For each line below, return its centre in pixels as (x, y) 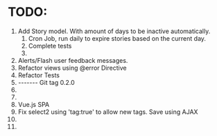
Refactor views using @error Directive (72, 68)
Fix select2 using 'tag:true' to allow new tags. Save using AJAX (108, 112)
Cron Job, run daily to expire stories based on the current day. (117, 38)
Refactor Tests (38, 75)
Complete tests (50, 46)
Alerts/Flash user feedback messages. (73, 60)
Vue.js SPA (34, 104)
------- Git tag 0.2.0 (46, 82)
